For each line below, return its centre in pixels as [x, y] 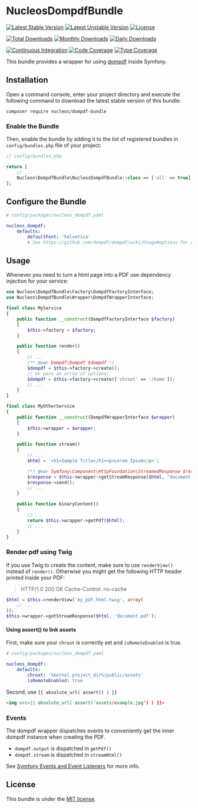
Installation [27, 80]
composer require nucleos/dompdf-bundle [57, 111]
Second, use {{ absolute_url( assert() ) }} [62, 692]
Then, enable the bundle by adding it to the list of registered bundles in [92, 139]
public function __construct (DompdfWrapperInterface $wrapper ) [96, 417]
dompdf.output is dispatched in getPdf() [63, 748]
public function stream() [49, 444]
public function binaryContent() [58, 504]
